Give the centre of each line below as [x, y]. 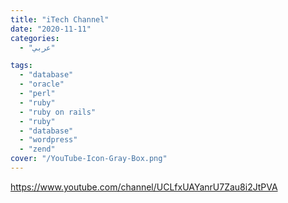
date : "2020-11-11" [51, 29]
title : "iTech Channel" [60, 19]
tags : [21, 66]
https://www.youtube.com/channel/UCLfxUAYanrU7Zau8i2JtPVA [144, 187]
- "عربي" [37, 47]
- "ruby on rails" [58, 112]
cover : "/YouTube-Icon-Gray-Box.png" [89, 159]
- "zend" [37, 149]
